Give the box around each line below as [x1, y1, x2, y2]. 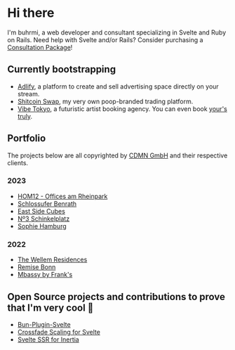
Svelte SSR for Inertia [17, 335, 79, 344]
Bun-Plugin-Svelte [17, 320, 72, 328]
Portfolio [7, 132, 46, 145]
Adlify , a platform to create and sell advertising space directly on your [17, 82, 219, 91]
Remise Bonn [17, 263, 56, 271]
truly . [17, 112, 33, 120]
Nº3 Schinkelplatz [17, 214, 70, 223]
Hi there [7, 5, 55, 21]
